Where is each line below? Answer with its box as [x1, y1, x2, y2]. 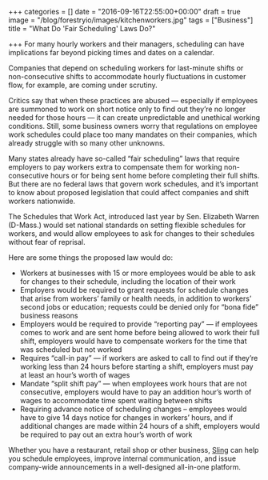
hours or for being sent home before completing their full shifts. [50, 171, 260, 180]
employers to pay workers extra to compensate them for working [8, 162, 222, 171]
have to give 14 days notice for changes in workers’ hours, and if [19, 413, 234, 422]
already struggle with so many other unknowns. [8, 138, 166, 147]
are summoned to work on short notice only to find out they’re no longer [8, 104, 246, 114]
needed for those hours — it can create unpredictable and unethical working [8, 113, 261, 122]
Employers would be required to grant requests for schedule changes [19, 286, 250, 294]
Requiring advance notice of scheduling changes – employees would [19, 404, 247, 414]
